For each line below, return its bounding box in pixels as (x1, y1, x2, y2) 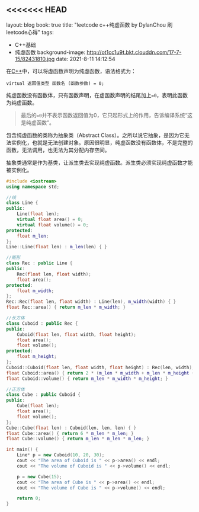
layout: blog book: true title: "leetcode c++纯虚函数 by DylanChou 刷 (6, 21, 173, 28)
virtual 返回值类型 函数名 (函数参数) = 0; (6, 80, 105, 87)
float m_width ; (17, 287, 54, 294)
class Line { (6, 200, 38, 206)
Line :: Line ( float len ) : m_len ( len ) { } (6, 244, 108, 250)
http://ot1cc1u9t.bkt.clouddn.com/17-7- (86, 49, 182, 56)
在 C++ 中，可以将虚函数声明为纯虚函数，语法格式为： (6, 68, 136, 75)
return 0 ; (17, 495, 41, 501)
